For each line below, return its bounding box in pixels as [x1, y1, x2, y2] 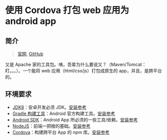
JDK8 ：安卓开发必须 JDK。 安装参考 [12, 104, 86, 110]
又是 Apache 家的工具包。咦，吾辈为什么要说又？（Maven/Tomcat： [5, 61, 146, 67]
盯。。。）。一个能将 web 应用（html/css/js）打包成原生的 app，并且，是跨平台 [5, 68, 162, 73]
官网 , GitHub [17, 51, 43, 56]
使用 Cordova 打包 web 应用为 [5, 4, 129, 16]
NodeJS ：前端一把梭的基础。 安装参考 [12, 123, 91, 129]
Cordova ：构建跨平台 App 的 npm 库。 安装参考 [12, 129, 110, 135]
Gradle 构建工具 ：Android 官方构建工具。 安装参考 [12, 110, 115, 116]
